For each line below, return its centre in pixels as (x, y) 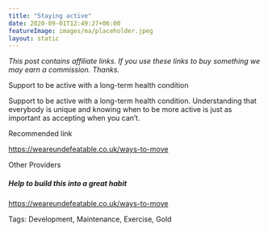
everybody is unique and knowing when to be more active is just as (120, 110)
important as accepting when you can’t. (74, 118)
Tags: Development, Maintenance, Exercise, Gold (90, 219)
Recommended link (40, 134)
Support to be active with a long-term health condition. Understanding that (132, 101)
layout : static (34, 38)
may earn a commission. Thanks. (64, 70)
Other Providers (35, 165)
